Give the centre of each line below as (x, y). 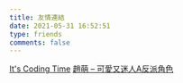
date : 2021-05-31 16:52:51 (60, 26)
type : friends (36, 34)
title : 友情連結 (37, 17)
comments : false (40, 42)
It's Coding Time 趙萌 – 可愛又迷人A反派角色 (91, 69)
